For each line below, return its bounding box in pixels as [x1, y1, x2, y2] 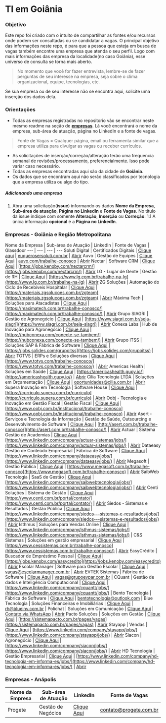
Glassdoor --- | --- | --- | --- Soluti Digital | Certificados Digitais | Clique [5, 247, 152, 253]
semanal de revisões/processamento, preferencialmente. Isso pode [12, 158, 150, 164]
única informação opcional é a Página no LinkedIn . [12, 218, 117, 224]
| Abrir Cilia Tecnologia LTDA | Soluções [73, 374, 155, 380]
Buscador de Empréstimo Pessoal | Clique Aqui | [5, 553, 104, 559]
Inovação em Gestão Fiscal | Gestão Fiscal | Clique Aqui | [5, 400, 122, 406]
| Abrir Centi [133, 484, 158, 490]
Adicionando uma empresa [5, 190, 63, 196]
